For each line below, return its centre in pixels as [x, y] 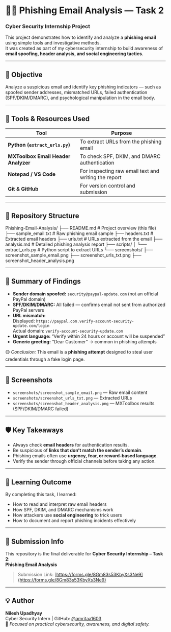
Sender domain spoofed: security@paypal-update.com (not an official [85, 294]
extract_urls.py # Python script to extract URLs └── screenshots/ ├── [79, 249]
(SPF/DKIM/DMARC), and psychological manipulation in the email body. [80, 98]
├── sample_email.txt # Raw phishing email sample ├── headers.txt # [79, 233]
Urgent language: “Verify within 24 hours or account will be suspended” [89, 336]
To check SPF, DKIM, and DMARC [120, 156]
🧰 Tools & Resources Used [48, 119]
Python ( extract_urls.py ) [39, 145]
